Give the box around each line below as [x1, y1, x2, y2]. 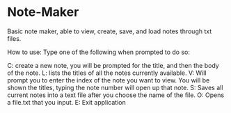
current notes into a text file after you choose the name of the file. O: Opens [7, 91, 225, 99]
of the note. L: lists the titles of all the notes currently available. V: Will [7, 69, 207, 77]
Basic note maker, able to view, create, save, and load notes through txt [7, 27, 212, 35]
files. [7, 34, 22, 42]
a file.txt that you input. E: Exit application [7, 98, 127, 106]
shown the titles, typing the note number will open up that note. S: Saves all [7, 83, 223, 92]
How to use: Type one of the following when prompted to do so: [7, 48, 190, 56]
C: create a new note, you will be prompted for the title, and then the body [7, 61, 219, 69]
